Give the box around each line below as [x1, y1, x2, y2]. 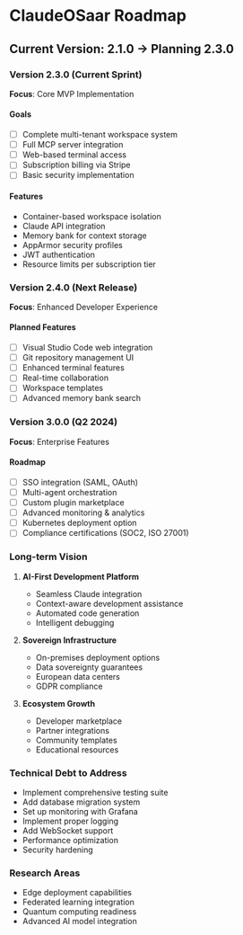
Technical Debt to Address [9, 766, 127, 779]
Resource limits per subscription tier [22, 258, 157, 270]
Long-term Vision [9, 550, 88, 563]
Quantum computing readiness [22, 906, 137, 917]
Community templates [35, 735, 118, 745]
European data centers [35, 671, 121, 681]
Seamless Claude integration [35, 588, 143, 599]
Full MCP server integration [22, 139, 124, 150]
